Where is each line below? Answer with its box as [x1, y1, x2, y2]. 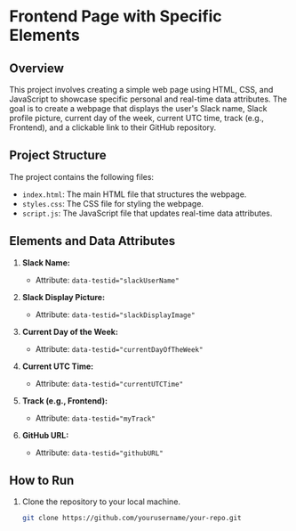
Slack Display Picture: [21, 291, 105, 302]
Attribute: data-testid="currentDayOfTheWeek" [35, 343, 204, 354]
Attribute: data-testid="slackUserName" [35, 274, 180, 285]
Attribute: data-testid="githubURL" [35, 447, 164, 458]
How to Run [9, 473, 75, 488]
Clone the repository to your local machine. [21, 496, 180, 507]
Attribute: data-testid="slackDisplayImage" [35, 309, 196, 320]
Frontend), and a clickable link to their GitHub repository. [9, 122, 217, 133]
